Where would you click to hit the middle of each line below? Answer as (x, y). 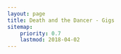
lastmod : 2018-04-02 (50, 40)
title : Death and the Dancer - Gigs (61, 20)
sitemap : (20, 27)
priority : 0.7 (40, 33)
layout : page (26, 14)
